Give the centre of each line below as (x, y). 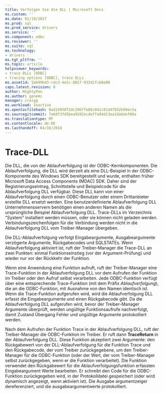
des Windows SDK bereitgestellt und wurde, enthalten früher (93, 176)
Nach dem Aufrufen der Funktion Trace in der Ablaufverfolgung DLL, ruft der (82, 329)
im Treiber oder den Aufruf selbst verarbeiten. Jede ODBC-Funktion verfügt (81, 278)
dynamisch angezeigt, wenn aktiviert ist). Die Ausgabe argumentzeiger (76, 381)
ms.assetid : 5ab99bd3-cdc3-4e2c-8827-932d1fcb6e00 (58, 82)
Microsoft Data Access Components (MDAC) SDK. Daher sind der (71, 181)
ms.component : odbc (25, 37)
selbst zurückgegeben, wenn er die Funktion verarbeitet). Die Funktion (76, 361)
